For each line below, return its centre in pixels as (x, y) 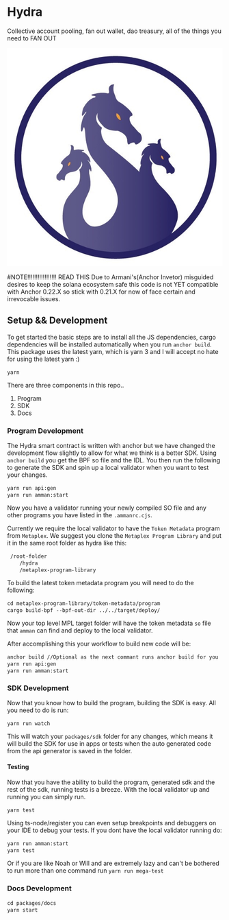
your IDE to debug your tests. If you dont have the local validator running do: (114, 830)
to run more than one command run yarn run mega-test (85, 870)
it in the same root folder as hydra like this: (67, 543)
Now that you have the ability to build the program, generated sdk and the (111, 782)
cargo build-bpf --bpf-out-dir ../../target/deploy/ (84, 611)
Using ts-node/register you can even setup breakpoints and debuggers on (112, 823)
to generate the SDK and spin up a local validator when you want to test (108, 468)
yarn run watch (29, 724)
